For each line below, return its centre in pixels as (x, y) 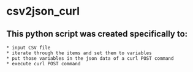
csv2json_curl (43, 11)
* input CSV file (28, 48)
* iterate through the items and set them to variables (79, 53)
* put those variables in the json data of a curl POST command (90, 59)
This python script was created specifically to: (97, 34)
